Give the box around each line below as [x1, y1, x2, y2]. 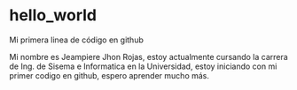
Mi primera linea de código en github [9, 34, 144, 45]
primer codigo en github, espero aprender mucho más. [9, 70, 210, 80]
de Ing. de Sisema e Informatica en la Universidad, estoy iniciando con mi [9, 61, 277, 71]
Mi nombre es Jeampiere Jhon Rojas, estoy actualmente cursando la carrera [9, 51, 288, 62]
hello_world [9, 5, 98, 26]
